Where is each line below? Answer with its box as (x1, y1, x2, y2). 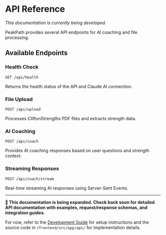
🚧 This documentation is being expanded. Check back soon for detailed (5, 199, 155, 205)
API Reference (5, 3, 65, 15)
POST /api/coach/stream (5, 176, 54, 181)
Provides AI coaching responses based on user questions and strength (5, 148, 150, 154)
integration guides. (5, 209, 45, 215)
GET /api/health (5, 75, 39, 80)
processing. (5, 34, 30, 40)
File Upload (5, 96, 33, 102)
